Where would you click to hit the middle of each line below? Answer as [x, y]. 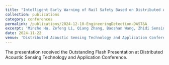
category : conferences [29, 19]
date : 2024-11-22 [23, 33]
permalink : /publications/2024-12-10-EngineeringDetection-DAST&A [76, 24]
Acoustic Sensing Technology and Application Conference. [66, 57]
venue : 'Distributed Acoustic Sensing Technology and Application [76, 38]
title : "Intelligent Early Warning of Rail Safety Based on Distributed [83, 10]
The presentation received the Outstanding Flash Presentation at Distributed [84, 52]
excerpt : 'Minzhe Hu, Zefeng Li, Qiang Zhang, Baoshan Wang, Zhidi [77, 28]
